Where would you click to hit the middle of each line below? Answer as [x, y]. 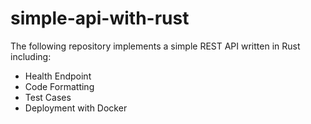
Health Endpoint [58, 76]
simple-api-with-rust [100, 18]
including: [31, 56]
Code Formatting [59, 86]
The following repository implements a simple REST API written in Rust [155, 46]
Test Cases [48, 97]
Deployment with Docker [76, 108]
